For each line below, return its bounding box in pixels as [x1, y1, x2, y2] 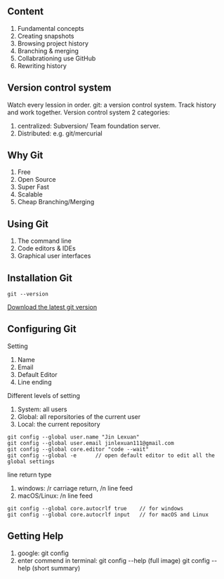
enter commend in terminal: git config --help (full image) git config [17, 556, 210, 564]
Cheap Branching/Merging [17, 198, 95, 206]
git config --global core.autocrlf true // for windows [7, 505, 184, 512]
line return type [7, 470, 52, 479]
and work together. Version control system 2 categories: [7, 108, 170, 117]
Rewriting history [17, 61, 67, 69]
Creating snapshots [17, 32, 74, 40]
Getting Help [7, 530, 64, 543]
